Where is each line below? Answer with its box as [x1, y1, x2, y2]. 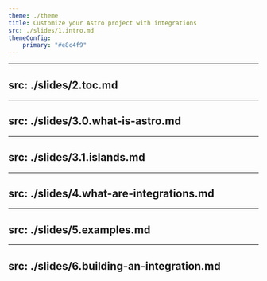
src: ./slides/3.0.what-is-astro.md [8, 115, 181, 128]
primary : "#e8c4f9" [22, 41, 87, 49]
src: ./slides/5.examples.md [8, 223, 151, 236]
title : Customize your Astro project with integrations [8, 19, 197, 27]
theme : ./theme [8, 11, 59, 20]
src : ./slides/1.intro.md [8, 26, 94, 34]
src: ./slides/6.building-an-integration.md [8, 260, 221, 273]
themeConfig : [8, 33, 52, 42]
